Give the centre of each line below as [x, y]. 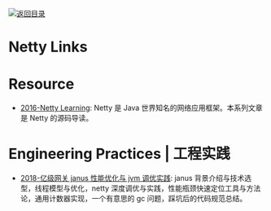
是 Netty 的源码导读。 [57, 118]
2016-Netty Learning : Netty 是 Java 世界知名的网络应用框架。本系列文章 [141, 108]
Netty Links [48, 47]
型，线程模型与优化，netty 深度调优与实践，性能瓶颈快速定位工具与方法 [140, 188]
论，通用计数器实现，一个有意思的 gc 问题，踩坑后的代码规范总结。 [133, 199]
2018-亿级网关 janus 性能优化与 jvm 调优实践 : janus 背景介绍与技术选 [136, 178]
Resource [42, 84]
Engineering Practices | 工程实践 [119, 154]
